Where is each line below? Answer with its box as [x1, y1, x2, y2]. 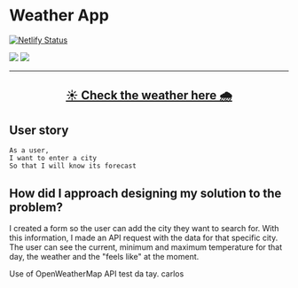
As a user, [9, 146, 50, 155]
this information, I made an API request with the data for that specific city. [9, 232, 278, 243]
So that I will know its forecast [9, 161, 137, 171]
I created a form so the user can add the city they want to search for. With [9, 222, 279, 233]
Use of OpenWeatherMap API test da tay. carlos [9, 268, 184, 279]
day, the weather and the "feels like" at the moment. [9, 251, 200, 261]
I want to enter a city [9, 154, 98, 163]
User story [9, 122, 69, 137]
